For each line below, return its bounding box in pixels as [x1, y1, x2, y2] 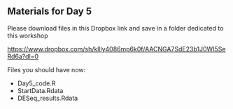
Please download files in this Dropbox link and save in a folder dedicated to [7, 24, 224, 32]
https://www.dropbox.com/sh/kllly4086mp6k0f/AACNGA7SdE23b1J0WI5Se [7, 44, 226, 53]
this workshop [7, 31, 48, 40]
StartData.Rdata [17, 86, 64, 94]
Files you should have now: [7, 65, 86, 74]
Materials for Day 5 [7, 6, 92, 17]
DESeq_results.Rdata [17, 94, 78, 102]
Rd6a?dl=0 [7, 52, 39, 60]
